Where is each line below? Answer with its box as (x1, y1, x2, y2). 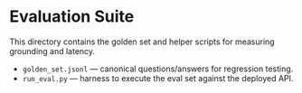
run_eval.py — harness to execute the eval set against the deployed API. (22, 72, 294, 83)
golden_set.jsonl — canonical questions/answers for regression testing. (22, 63, 294, 74)
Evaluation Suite (9, 6, 135, 27)
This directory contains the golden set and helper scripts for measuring (9, 36, 275, 47)
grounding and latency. (9, 45, 96, 56)
